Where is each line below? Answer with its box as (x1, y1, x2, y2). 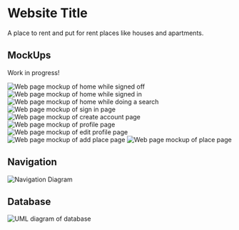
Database (7, 195, 51, 208)
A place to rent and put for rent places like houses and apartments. (7, 29, 204, 37)
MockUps (7, 49, 51, 61)
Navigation (7, 156, 57, 169)
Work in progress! (7, 68, 60, 76)
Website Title (7, 5, 88, 21)
